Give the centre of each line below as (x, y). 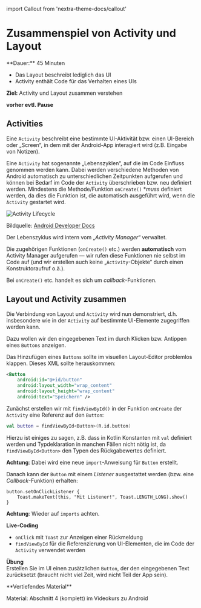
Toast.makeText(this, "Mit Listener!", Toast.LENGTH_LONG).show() (103, 497)
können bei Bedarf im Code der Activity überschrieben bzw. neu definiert (99, 182)
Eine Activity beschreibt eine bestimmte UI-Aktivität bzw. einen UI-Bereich (100, 138)
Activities (25, 124)
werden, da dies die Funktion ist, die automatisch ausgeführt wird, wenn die (101, 195)
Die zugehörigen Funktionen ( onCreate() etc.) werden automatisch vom (96, 249)
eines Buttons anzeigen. (36, 345)
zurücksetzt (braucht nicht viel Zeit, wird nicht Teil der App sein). (87, 575)
